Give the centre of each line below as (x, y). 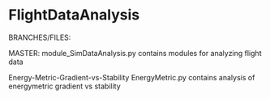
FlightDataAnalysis (74, 15)
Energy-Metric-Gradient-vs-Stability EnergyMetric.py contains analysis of (132, 77)
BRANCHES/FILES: (40, 37)
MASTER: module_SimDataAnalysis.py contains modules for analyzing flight (135, 53)
